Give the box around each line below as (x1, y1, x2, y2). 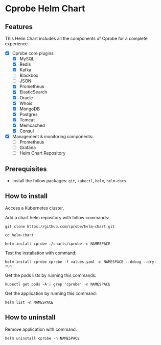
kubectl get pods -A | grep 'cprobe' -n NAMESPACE (5, 282, 111, 287)
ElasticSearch (19, 89, 47, 95)
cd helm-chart (5, 232, 34, 237)
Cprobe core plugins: (12, 50, 55, 56)
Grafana (19, 144, 36, 150)
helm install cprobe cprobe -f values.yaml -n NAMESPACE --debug (5, 259, 141, 264)
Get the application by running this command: (5, 290, 97, 296)
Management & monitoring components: (12, 133, 94, 139)
